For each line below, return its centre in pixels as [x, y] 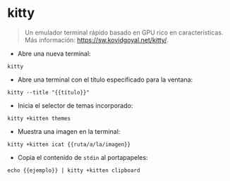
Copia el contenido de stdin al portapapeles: [83, 157]
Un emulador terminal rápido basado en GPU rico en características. [124, 32]
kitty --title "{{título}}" [49, 92]
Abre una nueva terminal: [54, 54]
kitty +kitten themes [39, 118]
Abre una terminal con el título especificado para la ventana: [105, 80]
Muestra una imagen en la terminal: [69, 131]
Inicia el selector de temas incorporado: [75, 105]
